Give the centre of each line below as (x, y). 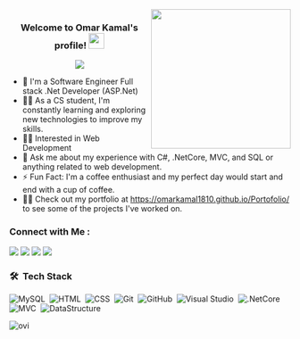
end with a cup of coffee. (68, 190)
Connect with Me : (50, 232)
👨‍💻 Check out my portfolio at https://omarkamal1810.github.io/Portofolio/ (156, 199)
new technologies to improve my (82, 120)
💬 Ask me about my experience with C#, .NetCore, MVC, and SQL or (148, 157)
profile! (71, 45)
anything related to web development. (92, 167)
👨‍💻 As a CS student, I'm (66, 101)
